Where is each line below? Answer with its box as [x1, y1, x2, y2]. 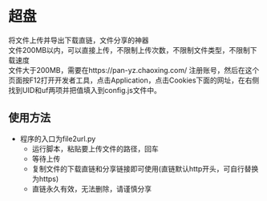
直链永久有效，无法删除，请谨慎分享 [31, 183, 152, 193]
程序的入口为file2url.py [19, 134, 96, 143]
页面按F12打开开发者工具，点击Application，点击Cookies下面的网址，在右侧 [8, 75, 260, 85]
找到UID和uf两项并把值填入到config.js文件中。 [8, 85, 162, 94]
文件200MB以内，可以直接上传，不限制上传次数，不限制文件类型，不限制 [8, 45, 251, 54]
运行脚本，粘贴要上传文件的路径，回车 [31, 143, 159, 153]
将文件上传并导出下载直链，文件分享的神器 [8, 35, 149, 45]
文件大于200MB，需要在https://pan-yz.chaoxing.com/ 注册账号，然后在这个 [8, 65, 260, 74]
